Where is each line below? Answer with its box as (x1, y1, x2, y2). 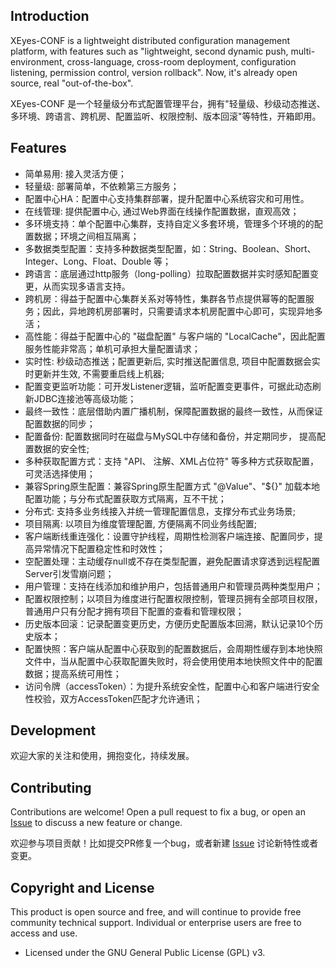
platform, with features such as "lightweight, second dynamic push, (10, 45, 289, 57)
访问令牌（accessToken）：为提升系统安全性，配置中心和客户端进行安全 (24, 680, 320, 692)
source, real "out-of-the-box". (10, 77, 134, 89)
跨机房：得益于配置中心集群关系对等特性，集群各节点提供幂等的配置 (24, 292, 306, 304)
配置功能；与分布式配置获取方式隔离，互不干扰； (24, 492, 227, 504)
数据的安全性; (33, 442, 90, 454)
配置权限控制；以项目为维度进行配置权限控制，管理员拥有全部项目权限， (24, 592, 323, 604)
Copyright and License (10, 879, 155, 896)
